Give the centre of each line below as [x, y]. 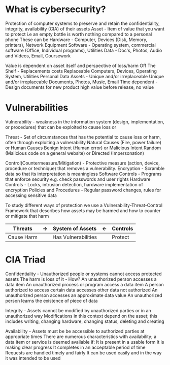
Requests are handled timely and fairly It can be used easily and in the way [83, 353]
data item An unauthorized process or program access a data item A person [84, 284]
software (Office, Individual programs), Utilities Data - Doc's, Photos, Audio [84, 50]
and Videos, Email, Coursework [38, 56]
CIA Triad [25, 260]
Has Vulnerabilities [75, 237]
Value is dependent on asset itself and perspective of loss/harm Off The [80, 65]
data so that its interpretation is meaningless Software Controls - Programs [83, 174]
